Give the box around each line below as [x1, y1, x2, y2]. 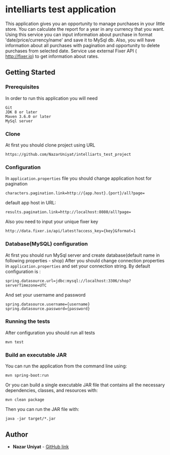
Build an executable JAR [5, 351, 67, 358]
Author [5, 430, 28, 439]
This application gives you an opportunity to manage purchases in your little [5, 20, 165, 27]
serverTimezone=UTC [5, 283, 47, 288]
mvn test [5, 339, 24, 344]
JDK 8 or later [5, 109, 38, 115]
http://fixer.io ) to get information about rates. [5, 53, 100, 59]
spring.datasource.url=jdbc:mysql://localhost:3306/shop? [5, 278, 131, 283]
